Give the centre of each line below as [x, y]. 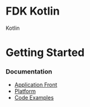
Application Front [36, 85]
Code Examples [34, 98]
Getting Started [45, 53]
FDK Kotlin [33, 11]
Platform [25, 91]
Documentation [29, 72]
